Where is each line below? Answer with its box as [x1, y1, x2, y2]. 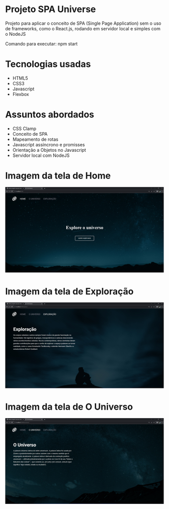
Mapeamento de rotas [12, 136, 59, 142]
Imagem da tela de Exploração [5, 286, 134, 297]
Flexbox [12, 91, 29, 97]
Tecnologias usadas [5, 59, 91, 70]
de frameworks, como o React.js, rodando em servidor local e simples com [5, 25, 161, 31]
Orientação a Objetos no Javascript [12, 147, 87, 153]
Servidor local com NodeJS [12, 152, 70, 158]
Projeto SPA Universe [5, 4, 97, 15]
